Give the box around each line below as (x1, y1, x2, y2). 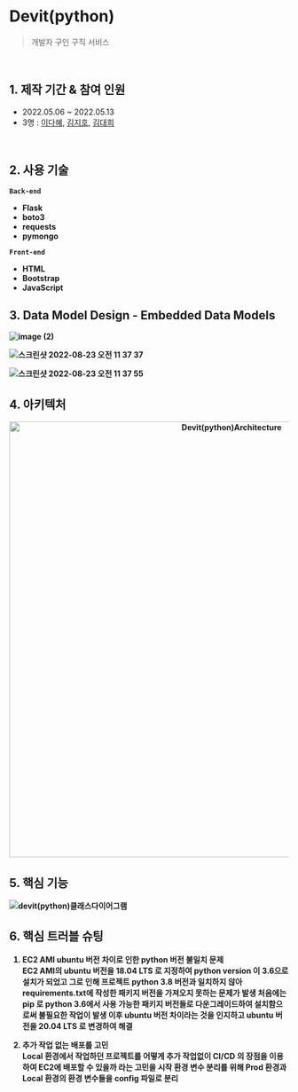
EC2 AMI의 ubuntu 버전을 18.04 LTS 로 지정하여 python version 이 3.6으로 (21, 965, 289, 976)
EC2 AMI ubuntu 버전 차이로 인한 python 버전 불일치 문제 (21, 954, 224, 964)
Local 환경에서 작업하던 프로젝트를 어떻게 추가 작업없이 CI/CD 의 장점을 (21, 1050, 268, 1061)
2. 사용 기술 (9, 162, 69, 178)
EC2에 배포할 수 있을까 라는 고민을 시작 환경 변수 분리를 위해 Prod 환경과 (38, 1062, 286, 1072)
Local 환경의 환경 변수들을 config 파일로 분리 (21, 1072, 179, 1083)
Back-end (9, 186, 42, 196)
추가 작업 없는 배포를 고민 (21, 1040, 109, 1050)
